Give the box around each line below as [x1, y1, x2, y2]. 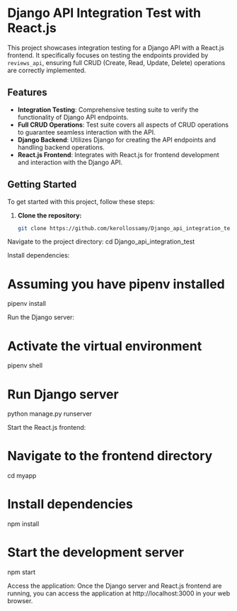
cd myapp [7, 472, 37, 480]
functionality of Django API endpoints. [17, 113, 129, 121]
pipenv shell [7, 361, 43, 370]
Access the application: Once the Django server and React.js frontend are [7, 582, 222, 590]
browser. [7, 597, 33, 605]
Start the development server [7, 544, 185, 561]
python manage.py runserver [7, 409, 92, 418]
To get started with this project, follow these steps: [7, 197, 156, 206]
